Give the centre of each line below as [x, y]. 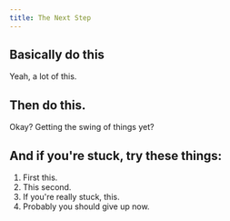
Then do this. [48, 105]
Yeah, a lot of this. [43, 76]
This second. [47, 187]
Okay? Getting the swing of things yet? [82, 127]
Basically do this [57, 55]
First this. [40, 177]
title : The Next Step [50, 18]
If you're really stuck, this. [71, 197]
